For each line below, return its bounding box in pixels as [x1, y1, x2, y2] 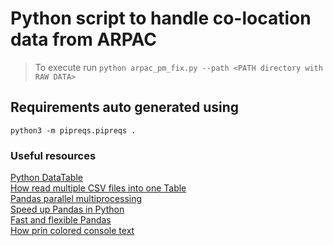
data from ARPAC [10, 28, 157, 51]
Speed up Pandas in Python [10, 203, 125, 216]
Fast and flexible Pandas [10, 214, 112, 226]
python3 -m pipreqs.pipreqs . [10, 125, 137, 136]
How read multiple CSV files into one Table [10, 182, 187, 194]
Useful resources [10, 148, 97, 162]
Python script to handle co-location [10, 7, 312, 30]
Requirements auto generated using [10, 99, 240, 116]
